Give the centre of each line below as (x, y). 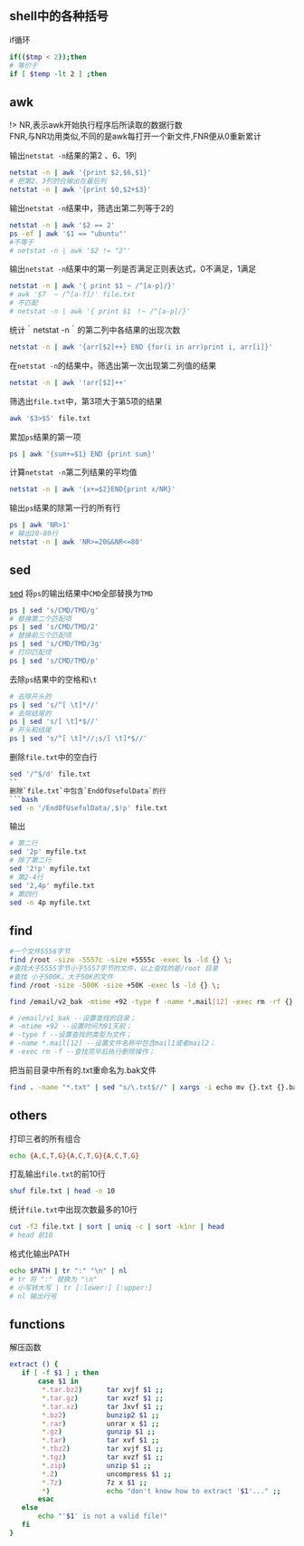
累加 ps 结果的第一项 (45, 437)
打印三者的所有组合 (45, 1138)
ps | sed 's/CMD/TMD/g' (54, 610)
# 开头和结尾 (30, 730)
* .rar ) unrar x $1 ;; (101, 1424)
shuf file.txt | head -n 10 (62, 1191)
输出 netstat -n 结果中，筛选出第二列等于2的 (92, 208)
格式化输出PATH (39, 1254)
